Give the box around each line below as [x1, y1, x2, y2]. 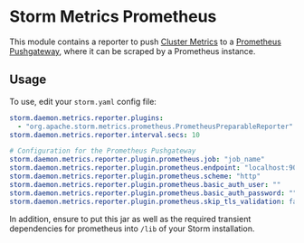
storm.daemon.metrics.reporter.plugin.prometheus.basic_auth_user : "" [9, 180, 281, 189]
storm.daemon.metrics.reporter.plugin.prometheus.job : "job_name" [9, 155, 265, 164]
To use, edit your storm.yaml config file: [9, 96, 157, 107]
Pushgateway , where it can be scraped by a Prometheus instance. [9, 45, 256, 56]
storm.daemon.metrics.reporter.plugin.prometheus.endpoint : [9, 164, 242, 173]
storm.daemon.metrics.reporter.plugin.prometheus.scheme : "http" [9, 172, 261, 181]
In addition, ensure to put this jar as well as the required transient [9, 213, 252, 224]
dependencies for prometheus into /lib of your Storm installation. [9, 223, 255, 234]
